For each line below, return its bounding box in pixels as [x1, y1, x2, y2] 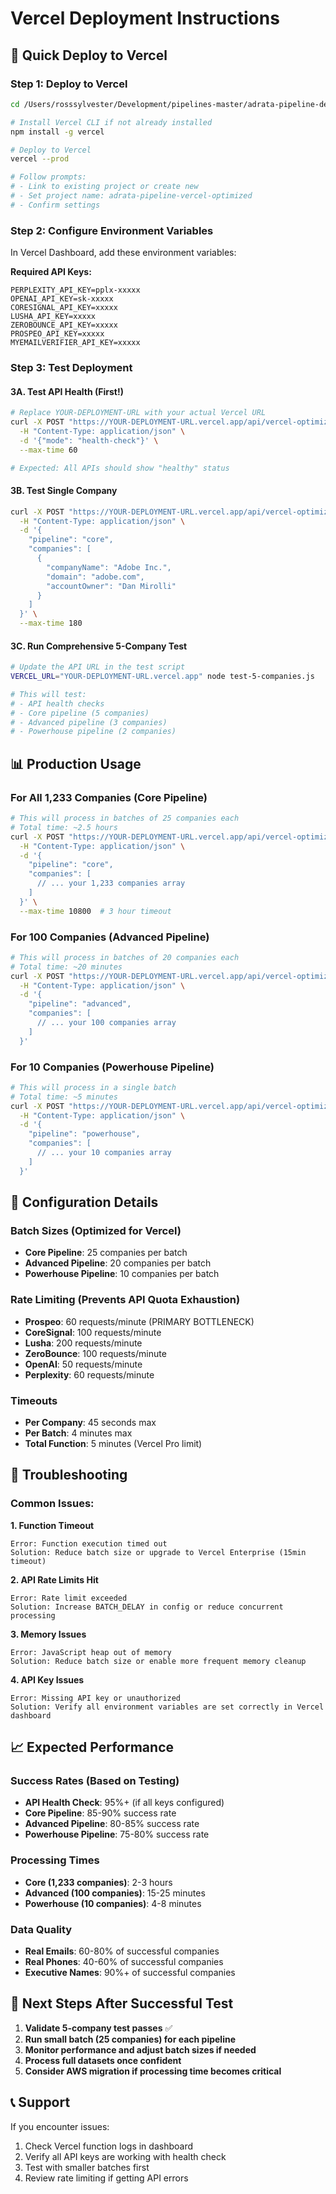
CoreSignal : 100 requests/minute [24, 1326, 162, 1338]
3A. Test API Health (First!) [10, 385, 124, 397]
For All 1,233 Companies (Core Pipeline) [10, 790, 208, 804]
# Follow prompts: [10, 172, 87, 182]
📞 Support [10, 2094, 71, 2111]
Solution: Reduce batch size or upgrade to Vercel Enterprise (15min [10, 1547, 307, 1557]
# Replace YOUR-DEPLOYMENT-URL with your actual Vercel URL [10, 408, 267, 418]
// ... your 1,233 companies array [36, 878, 186, 889]
